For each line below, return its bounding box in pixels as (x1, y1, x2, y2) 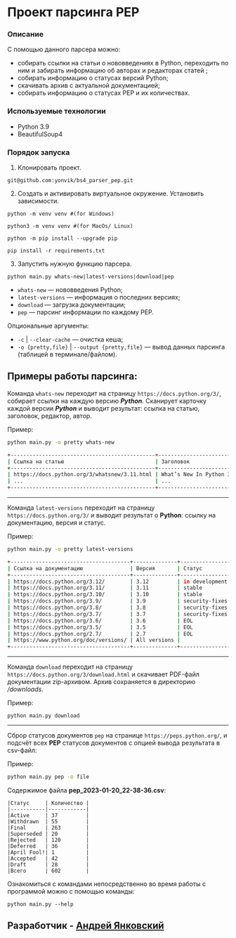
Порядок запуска (7, 147, 70, 157)
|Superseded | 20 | (7, 830, 90, 837)
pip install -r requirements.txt (7, 248, 105, 255)
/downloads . (7, 685, 44, 693)
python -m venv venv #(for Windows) (7, 210, 114, 218)
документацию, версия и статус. (7, 518, 106, 527)
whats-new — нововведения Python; (17, 285, 123, 294)
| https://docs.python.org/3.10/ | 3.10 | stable (7, 591, 202, 598)
